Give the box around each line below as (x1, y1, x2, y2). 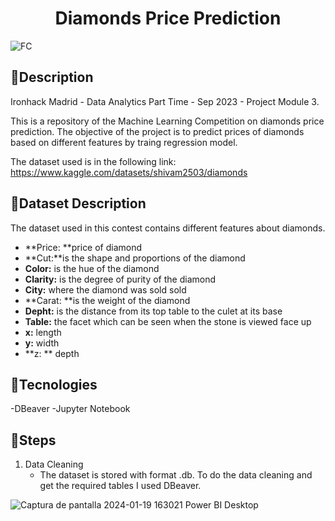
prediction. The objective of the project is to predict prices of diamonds (10, 125, 305, 137)
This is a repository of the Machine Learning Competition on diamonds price (10, 115, 325, 127)
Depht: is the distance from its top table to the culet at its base (24, 305, 283, 317)
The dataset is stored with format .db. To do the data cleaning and (39, 469, 313, 481)
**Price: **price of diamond (24, 241, 143, 253)
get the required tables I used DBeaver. (39, 480, 202, 492)
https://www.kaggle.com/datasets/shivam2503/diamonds (10, 166, 248, 178)
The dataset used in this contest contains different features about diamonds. (10, 222, 326, 234)
